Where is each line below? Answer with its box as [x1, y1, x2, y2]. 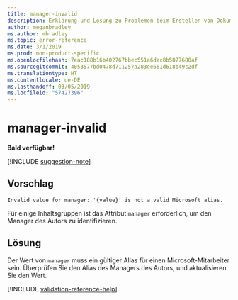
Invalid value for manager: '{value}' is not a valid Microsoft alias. [7, 196, 223, 204]
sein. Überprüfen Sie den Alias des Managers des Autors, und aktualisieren [7, 263, 227, 272]
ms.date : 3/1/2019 [7, 43, 62, 50]
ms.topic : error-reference [7, 37, 87, 44]
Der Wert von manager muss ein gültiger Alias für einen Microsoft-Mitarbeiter [7, 256, 230, 265]
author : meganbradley [7, 23, 72, 30]
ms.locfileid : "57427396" [7, 89, 84, 96]
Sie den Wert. [7, 271, 47, 279]
